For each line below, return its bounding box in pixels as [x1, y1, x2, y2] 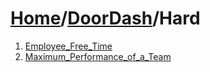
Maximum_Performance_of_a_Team [24, 50, 172, 62]
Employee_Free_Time [24, 40, 113, 52]
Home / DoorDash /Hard [10, 7, 201, 30]
